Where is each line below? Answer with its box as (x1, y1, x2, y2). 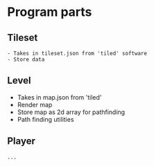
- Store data (7, 56, 45, 63)
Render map (17, 100, 53, 109)
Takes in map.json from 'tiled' (17, 93, 102, 101)
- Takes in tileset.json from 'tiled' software (7, 50, 148, 57)
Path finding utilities (17, 115, 74, 123)
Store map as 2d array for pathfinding (17, 108, 126, 116)
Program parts (7, 4, 92, 20)
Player (7, 136, 36, 147)
